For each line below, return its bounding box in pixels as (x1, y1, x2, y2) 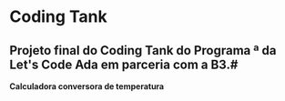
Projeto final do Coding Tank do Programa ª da (9, 43, 277, 58)
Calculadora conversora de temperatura (9, 81, 165, 92)
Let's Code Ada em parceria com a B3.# (9, 56, 239, 72)
